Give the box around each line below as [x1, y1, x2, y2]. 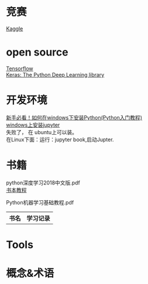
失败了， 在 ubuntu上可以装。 [6, 128, 78, 135]
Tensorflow [6, 65, 33, 72]
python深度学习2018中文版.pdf [6, 179, 80, 186]
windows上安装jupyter [6, 121, 60, 128]
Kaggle [6, 25, 23, 32]
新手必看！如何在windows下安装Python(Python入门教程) [6, 114, 142, 121]
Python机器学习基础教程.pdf [6, 199, 74, 206]
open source [6, 46, 68, 59]
